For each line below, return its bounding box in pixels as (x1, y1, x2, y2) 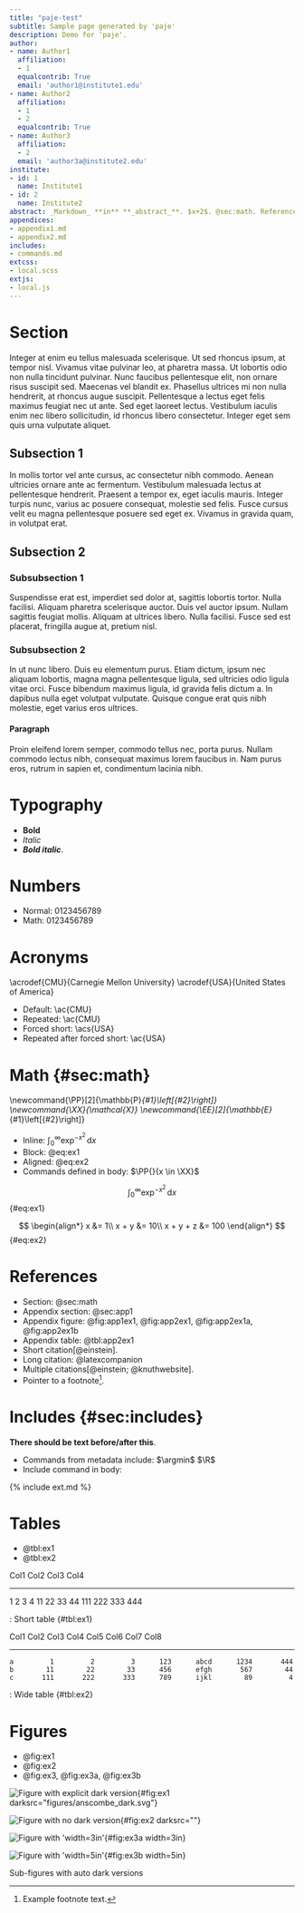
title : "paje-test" (9, 13, 83, 23)
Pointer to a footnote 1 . (22, 1373, 105, 1385)
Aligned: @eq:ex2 (22, 1156, 90, 1167)
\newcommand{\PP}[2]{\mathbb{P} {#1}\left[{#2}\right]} (9, 1094, 217, 1106)
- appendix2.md (9, 232, 67, 241)
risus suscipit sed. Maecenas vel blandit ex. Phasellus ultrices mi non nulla (9, 381, 287, 392)
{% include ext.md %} (9, 1481, 92, 1492)
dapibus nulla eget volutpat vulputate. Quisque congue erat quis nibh (9, 693, 267, 704)
